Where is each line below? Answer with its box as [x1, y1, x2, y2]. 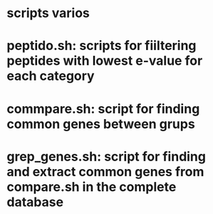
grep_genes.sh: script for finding [6, 148, 206, 165]
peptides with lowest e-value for [6, 53, 203, 69]
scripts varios [6, 5, 90, 21]
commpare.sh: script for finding [6, 101, 200, 117]
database [6, 194, 64, 210]
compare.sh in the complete [6, 178, 177, 195]
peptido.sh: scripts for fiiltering [6, 38, 197, 54]
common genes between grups [6, 116, 195, 132]
